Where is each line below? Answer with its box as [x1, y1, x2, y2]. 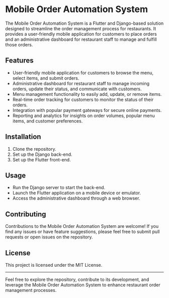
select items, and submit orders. [12, 75, 79, 81]
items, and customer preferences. [12, 117, 83, 124]
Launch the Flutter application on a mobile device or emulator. [12, 190, 141, 196]
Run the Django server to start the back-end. [12, 185, 106, 191]
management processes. [5, 287, 57, 293]
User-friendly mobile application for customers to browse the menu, [12, 70, 153, 76]
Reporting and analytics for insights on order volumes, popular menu [12, 112, 155, 118]
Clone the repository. [12, 146, 56, 152]
